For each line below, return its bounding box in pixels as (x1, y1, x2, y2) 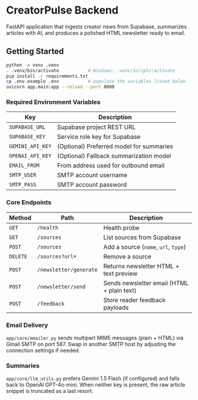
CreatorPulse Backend (6, 4, 119, 17)
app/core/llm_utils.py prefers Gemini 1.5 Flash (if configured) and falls (6, 375, 180, 382)
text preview (103, 269, 138, 277)
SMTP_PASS (9, 181, 37, 188)
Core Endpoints (6, 198, 52, 206)
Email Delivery (6, 321, 48, 329)
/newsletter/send (37, 283, 86, 290)
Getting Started (6, 47, 64, 57)
